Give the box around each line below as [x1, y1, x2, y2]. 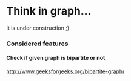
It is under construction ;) [6, 24, 70, 31]
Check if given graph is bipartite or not [6, 54, 106, 62]
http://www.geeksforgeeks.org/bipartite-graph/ [6, 68, 125, 75]
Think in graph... [6, 4, 92, 18]
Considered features [6, 39, 69, 48]
